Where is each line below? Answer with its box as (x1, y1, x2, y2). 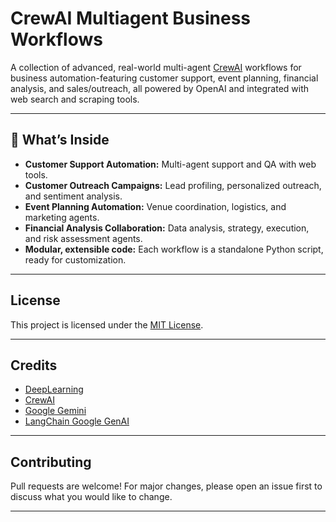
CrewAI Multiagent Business (10, 7, 252, 30)
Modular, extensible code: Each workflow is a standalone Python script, (24, 243, 324, 255)
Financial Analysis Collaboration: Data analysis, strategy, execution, (24, 222, 310, 234)
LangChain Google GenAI (24, 415, 130, 427)
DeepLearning (24, 383, 84, 396)
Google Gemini (24, 405, 87, 417)
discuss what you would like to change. (10, 491, 173, 503)
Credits (10, 357, 58, 374)
